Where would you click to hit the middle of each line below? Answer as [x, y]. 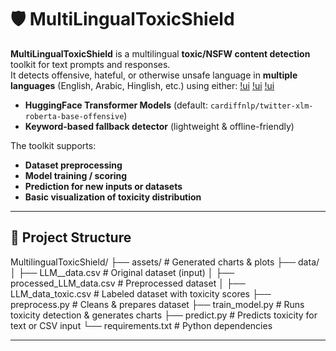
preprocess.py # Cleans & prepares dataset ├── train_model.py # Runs [157, 304]
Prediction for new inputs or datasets [103, 186]
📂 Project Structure [71, 237]
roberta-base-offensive [74, 116]
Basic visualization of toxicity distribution [113, 197]
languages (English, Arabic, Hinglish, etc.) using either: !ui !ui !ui [142, 85]
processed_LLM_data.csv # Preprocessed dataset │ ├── [128, 283]
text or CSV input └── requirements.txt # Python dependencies [141, 325]
